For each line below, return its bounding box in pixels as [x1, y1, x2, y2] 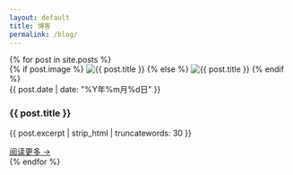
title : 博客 [9, 22, 51, 31]
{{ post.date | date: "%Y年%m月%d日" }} [9, 84, 161, 95]
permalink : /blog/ [9, 30, 78, 39]
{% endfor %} [9, 156, 61, 167]
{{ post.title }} [9, 107, 72, 119]
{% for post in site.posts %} [9, 55, 112, 66]
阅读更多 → [9, 145, 51, 157]
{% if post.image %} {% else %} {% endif [9, 64, 285, 74]
